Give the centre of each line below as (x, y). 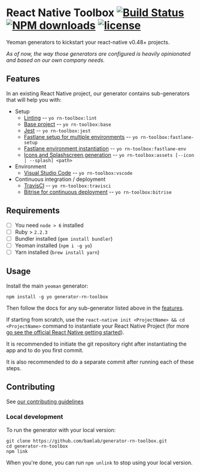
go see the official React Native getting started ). (65, 332)
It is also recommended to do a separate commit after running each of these (100, 362)
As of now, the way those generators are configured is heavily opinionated (99, 53)
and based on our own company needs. (55, 60)
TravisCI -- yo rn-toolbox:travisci (67, 185)
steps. (14, 368)
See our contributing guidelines (45, 401)
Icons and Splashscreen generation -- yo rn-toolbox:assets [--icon (109, 155)
